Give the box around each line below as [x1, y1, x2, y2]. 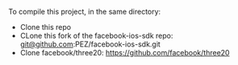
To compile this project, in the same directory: [8, 7, 161, 16]
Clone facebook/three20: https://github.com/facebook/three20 [19, 48, 230, 57]
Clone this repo [19, 22, 71, 31]
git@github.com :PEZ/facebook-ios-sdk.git [19, 39, 161, 49]
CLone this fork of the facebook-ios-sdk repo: [19, 31, 173, 40]
